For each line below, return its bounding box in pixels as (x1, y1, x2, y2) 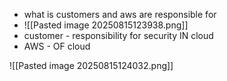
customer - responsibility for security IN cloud (23, 30, 214, 41)
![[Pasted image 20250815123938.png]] (23, 19, 189, 31)
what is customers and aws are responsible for (23, 9, 217, 20)
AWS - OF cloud (23, 40, 91, 52)
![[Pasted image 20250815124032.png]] (9, 60, 174, 71)
